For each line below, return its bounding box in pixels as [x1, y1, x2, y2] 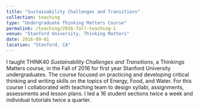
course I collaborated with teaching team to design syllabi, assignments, [6, 83, 184, 91]
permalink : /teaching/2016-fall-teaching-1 [6, 25, 117, 32]
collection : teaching [6, 14, 60, 20]
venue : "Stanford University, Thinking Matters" [6, 31, 130, 37]
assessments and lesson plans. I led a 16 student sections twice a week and [6, 90, 193, 97]
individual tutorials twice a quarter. [6, 96, 91, 103]
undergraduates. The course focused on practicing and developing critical [6, 71, 189, 78]
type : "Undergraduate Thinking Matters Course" [6, 20, 127, 26]
